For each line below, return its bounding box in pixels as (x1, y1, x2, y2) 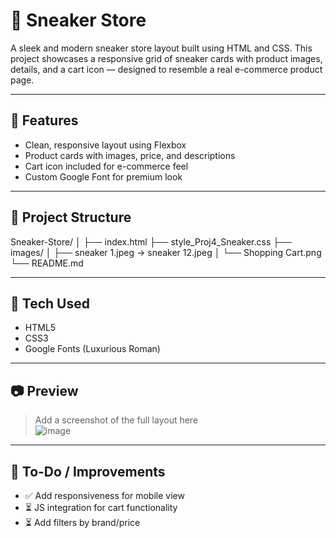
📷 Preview (10, 382, 79, 399)
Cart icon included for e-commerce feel (24, 160, 189, 172)
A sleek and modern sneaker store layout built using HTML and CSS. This (10, 42, 313, 54)
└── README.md (10, 257, 84, 269)
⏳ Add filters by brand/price (24, 517, 141, 528)
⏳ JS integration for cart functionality (24, 502, 178, 513)
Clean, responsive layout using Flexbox (24, 139, 187, 151)
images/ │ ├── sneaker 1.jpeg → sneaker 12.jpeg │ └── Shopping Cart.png (10, 246, 322, 258)
